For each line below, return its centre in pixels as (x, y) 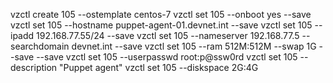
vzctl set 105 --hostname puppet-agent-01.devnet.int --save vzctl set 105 (161, 25)
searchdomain (40, 46)
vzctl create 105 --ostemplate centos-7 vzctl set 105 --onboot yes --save (161, 14)
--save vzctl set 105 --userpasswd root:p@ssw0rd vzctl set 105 (167, 57)
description (34, 67)
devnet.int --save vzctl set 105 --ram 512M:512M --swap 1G (194, 46)
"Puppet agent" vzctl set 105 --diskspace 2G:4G (159, 67)
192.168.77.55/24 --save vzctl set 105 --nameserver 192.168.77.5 (168, 35)
